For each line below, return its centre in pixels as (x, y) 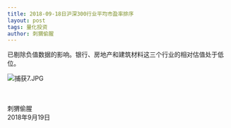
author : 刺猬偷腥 (31, 34)
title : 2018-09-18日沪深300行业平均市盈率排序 (71, 14)
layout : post (26, 21)
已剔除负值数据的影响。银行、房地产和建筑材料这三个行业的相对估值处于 (112, 54)
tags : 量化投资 (28, 27)
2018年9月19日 (29, 117)
